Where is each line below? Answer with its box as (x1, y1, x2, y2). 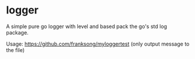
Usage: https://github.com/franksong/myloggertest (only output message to (6, 40, 190, 47)
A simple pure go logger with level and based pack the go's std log (6, 23, 167, 30)
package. (6, 29, 29, 36)
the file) (6, 46, 25, 53)
